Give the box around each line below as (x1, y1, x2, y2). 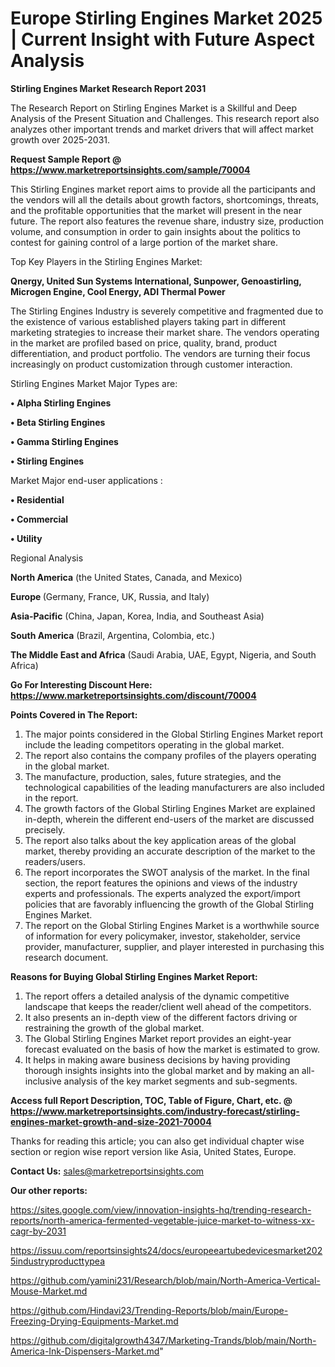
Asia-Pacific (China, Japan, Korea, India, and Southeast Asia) (10, 610, 265, 622)
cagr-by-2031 (10, 1225, 67, 1237)
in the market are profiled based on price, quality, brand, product (10, 337, 278, 349)
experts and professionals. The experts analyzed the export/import (24, 887, 301, 899)
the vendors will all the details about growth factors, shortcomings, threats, (10, 193, 320, 206)
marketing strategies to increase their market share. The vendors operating (10, 326, 320, 338)
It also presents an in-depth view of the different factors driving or (24, 1011, 298, 1023)
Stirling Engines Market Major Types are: (10, 377, 178, 389)
